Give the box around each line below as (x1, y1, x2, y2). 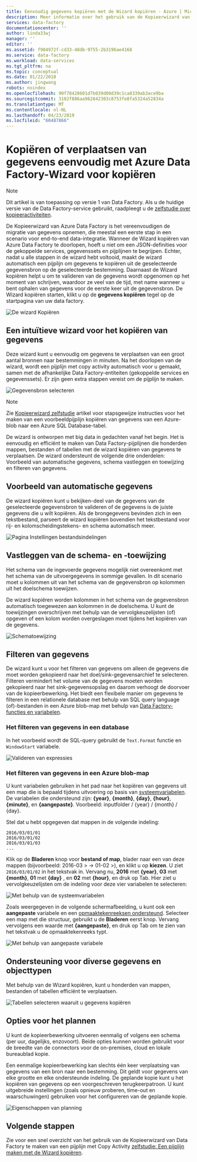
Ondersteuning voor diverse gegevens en (6, 957, 161, 967)
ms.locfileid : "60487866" (6, 118, 69, 124)
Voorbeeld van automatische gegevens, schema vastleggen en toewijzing (6, 458, 185, 465)
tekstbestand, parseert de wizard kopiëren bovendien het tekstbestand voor (6, 516, 190, 523)
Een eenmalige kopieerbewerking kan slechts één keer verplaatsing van (6, 1062, 180, 1069)
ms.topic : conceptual (6, 69, 59, 75)
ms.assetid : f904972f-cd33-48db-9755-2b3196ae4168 (6, 47, 133, 53)
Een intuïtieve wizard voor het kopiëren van (6, 326, 168, 336)
